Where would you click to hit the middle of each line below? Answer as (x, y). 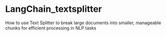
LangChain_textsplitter (54, 9)
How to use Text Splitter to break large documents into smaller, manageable (83, 23)
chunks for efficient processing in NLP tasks (51, 28)
